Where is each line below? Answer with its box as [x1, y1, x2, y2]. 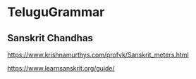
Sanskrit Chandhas [7, 32, 94, 44]
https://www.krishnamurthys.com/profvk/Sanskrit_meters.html [7, 50, 189, 59]
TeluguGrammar [7, 4, 105, 20]
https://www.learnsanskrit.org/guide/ [7, 64, 115, 72]
